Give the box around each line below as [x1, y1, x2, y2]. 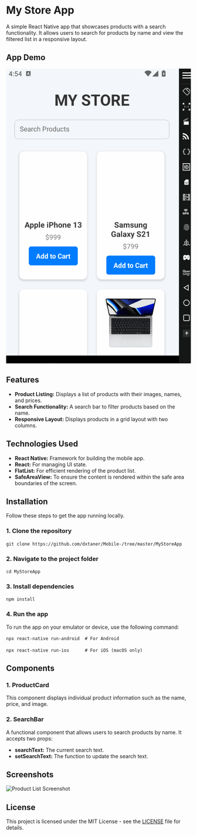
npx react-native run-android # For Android [6, 635, 119, 642]
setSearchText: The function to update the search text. [14, 752, 148, 759]
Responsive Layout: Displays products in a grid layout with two [14, 416, 168, 423]
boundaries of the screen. [14, 479, 77, 486]
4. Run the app [6, 610, 49, 618]
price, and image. [6, 701, 49, 708]
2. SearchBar [6, 715, 44, 724]
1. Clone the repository [6, 527, 72, 535]
